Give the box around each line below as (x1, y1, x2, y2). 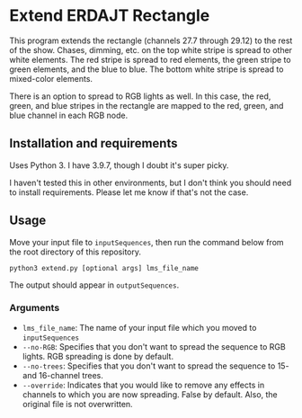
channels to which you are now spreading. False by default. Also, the (22, 388, 279, 400)
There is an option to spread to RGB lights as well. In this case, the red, (9, 91, 271, 102)
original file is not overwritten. (22, 398, 133, 409)
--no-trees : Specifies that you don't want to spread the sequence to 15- (22, 360, 289, 371)
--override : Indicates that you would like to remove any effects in (22, 379, 265, 390)
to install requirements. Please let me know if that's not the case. (9, 186, 249, 198)
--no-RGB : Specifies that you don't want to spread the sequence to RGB (22, 341, 286, 351)
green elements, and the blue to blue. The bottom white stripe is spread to (9, 64, 284, 75)
